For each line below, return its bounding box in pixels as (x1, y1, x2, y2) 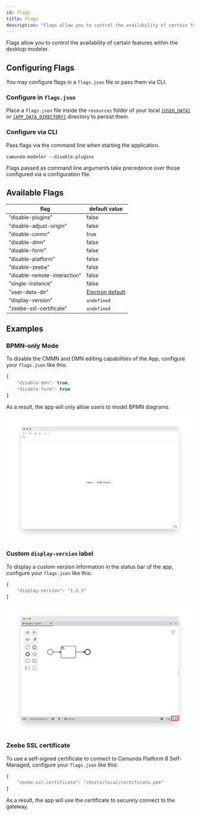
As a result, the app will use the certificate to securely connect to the (6, 797, 176, 804)
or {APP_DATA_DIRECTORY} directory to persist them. (6, 113, 130, 120)
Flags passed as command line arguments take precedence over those (6, 164, 180, 171)
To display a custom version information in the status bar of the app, (6, 563, 174, 570)
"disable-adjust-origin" (8, 222, 67, 229)
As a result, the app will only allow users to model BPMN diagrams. (6, 403, 170, 410)
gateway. (6, 803, 29, 810)
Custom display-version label (6, 550, 94, 558)
